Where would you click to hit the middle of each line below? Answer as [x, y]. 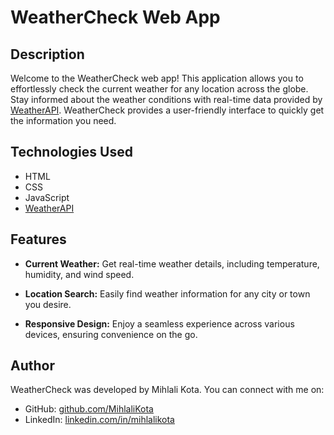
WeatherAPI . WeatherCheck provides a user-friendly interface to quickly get [167, 110]
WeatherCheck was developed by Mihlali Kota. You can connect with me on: [167, 390]
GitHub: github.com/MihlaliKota [89, 409]
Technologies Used [71, 152]
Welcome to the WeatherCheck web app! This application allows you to [157, 78]
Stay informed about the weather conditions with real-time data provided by [166, 99]
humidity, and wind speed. [79, 274]
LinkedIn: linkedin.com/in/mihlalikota [99, 420]
